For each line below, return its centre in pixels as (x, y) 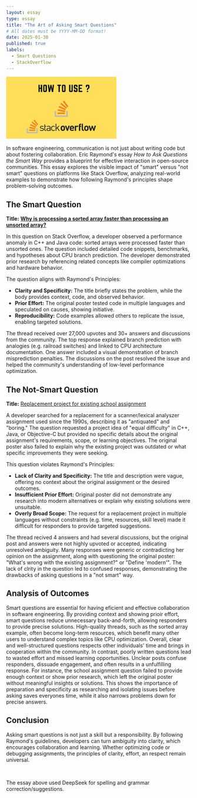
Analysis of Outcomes (48, 593)
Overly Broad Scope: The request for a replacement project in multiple (101, 513)
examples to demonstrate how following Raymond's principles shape (89, 179)
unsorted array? (26, 225)
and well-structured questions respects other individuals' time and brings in (98, 645)
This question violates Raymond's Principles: (60, 464)
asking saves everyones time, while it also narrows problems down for (91, 695)
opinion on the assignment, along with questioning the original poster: (91, 556)
